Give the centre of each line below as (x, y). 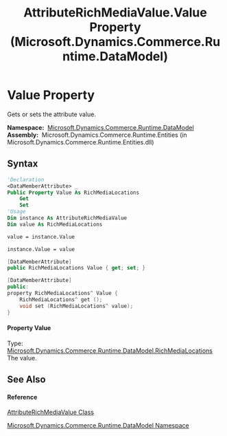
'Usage (16, 212)
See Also (26, 380)
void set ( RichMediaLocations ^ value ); (76, 306)
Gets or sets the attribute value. (51, 114)
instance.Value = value (41, 249)
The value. (22, 358)
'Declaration (26, 179)
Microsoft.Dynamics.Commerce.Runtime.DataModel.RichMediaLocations (110, 350)
